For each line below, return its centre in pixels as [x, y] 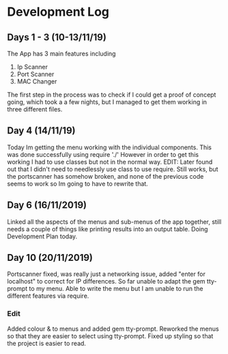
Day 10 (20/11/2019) [50, 258]
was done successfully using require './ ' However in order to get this [103, 154]
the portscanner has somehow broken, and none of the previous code [105, 176]
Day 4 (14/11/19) [41, 131]
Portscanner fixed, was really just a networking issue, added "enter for [106, 274]
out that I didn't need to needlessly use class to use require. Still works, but [113, 169]
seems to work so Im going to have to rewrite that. [77, 184]
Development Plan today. [42, 236]
